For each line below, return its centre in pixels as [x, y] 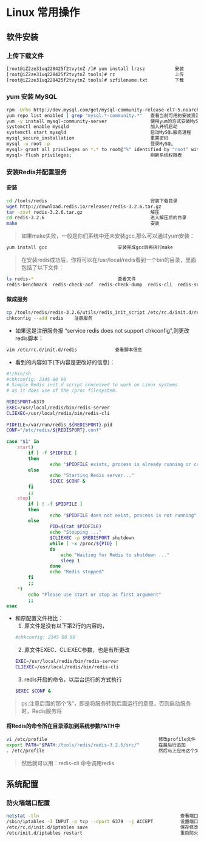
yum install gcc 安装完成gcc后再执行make [90, 247]
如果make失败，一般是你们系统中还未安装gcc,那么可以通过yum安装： [108, 236]
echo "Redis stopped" [77, 572]
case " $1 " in [23, 442]
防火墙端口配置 [28, 803]
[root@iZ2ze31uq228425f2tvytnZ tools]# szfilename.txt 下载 [95, 80]
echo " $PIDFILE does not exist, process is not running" [123, 515]
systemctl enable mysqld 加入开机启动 [92, 127]
